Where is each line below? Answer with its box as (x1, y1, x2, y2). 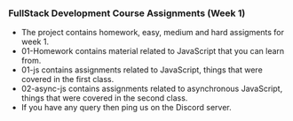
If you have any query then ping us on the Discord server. (20, 102, 232, 113)
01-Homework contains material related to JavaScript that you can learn (20, 46, 285, 57)
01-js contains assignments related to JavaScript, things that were (20, 64, 263, 75)
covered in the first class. (20, 74, 115, 85)
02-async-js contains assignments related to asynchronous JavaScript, (20, 83, 283, 95)
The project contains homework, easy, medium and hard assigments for (20, 27, 285, 38)
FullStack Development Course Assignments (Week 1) (8, 7, 246, 19)
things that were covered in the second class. (20, 93, 188, 103)
